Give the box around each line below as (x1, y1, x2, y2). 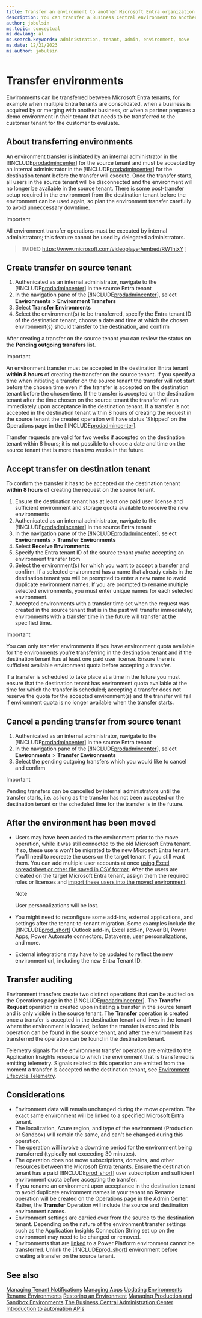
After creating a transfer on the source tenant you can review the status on (6, 335, 191, 342)
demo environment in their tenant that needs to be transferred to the (6, 112, 176, 120)
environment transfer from (14, 556, 81, 563)
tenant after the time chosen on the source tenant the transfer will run (6, 396, 179, 403)
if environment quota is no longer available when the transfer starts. (6, 699, 174, 707)
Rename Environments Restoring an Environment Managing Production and (6, 1292, 192, 1299)
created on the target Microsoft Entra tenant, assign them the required (14, 872, 189, 879)
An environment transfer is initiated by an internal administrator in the (6, 153, 178, 160)
